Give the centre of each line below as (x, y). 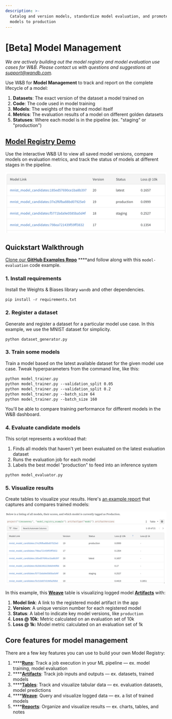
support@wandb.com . (29, 73)
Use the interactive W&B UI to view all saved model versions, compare (79, 154)
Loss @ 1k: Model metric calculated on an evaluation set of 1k (78, 624)
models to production (33, 22)
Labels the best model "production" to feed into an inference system (85, 465)
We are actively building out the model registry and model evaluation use (83, 62)
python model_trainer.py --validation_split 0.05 (59, 384)
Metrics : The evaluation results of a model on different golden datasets (88, 114)
